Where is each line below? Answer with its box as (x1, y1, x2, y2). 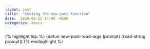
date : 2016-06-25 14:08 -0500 (5, 16, 69, 21)
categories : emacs (5, 20, 42, 25)
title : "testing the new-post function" (5, 12, 91, 16)
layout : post (5, 7, 32, 12)
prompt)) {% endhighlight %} (5, 39, 63, 45)
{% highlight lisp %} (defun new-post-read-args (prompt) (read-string (5, 34, 146, 39)
